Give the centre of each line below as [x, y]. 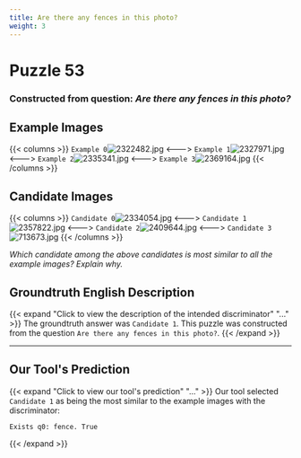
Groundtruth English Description [102, 292]
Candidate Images [61, 196]
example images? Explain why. [66, 264]
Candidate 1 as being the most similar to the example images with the [138, 401]
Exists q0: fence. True [54, 427]
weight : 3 [28, 26]
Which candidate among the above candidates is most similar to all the [141, 255]
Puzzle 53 [47, 70]
